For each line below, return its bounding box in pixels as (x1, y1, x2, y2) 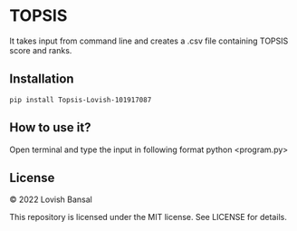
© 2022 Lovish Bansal (9, 194, 92, 205)
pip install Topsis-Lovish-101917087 (9, 95, 152, 104)
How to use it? (9, 120, 91, 136)
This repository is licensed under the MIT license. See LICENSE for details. (9, 212, 287, 223)
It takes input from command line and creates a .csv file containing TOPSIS (9, 35, 289, 46)
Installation (9, 72, 74, 87)
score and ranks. (9, 44, 72, 55)
